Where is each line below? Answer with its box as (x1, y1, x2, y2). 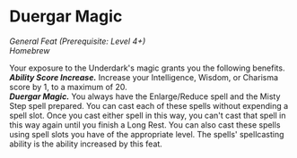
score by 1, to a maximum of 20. (9, 81, 127, 92)
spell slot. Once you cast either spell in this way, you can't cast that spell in (9, 110, 286, 121)
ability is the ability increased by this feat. (9, 138, 163, 149)
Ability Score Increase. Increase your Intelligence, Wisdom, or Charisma (9, 71, 279, 82)
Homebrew (9, 45, 51, 55)
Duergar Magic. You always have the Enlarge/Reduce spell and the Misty (9, 91, 281, 102)
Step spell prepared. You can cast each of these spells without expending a (9, 100, 289, 111)
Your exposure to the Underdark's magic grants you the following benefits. (9, 62, 285, 73)
